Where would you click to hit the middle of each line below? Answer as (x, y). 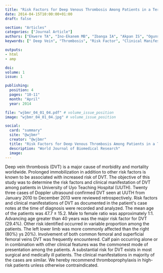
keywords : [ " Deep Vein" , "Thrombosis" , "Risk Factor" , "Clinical (73, 41)
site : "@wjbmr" (25, 135)
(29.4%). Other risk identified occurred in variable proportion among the (77, 224)
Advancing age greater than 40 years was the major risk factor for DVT (76, 219)
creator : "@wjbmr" (28, 139)
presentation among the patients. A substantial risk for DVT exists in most (78, 250)
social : (13, 126)
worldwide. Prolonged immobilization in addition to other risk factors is (76, 172)
